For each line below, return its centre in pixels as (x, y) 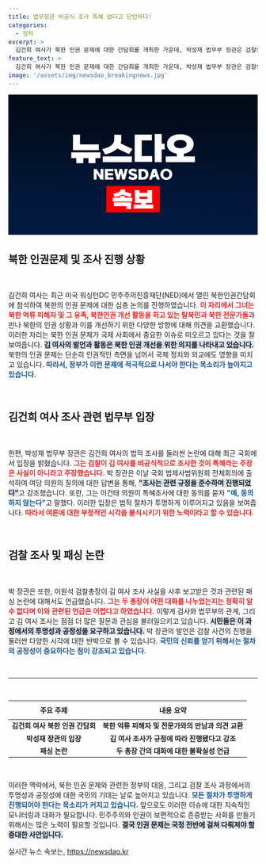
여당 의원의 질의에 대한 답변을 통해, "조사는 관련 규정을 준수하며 (126, 483)
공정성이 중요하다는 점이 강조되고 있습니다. (81, 651)
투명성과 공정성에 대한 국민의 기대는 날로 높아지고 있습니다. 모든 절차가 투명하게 (130, 795)
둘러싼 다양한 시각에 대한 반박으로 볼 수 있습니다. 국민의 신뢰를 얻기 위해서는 (125, 640)
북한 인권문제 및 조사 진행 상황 (77, 259)
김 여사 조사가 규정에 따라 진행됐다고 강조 (173, 738)
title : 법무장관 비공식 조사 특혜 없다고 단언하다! (80, 17)
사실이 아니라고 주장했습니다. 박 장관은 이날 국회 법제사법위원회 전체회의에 (130, 472)
